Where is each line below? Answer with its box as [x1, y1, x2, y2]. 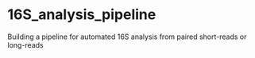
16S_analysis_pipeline [7, 6, 156, 24]
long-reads [7, 40, 44, 49]
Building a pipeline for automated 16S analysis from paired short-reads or [7, 32, 247, 41]
